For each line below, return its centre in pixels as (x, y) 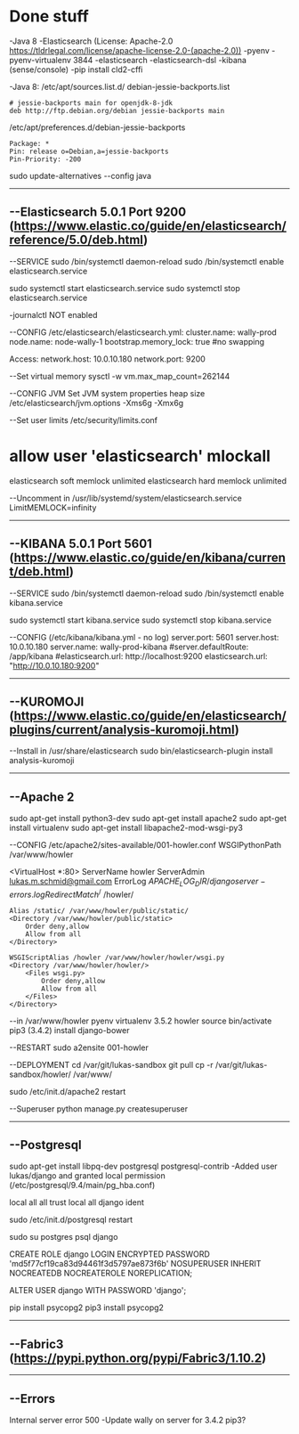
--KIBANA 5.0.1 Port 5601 (81, 544)
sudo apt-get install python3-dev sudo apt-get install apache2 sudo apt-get (148, 819)
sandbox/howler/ (40, 1074)
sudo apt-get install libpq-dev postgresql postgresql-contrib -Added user (143, 1166)
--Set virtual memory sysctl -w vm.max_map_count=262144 (120, 376)
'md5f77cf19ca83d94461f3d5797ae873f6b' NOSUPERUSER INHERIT (135, 1264)
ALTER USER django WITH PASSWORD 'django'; (98, 1291)
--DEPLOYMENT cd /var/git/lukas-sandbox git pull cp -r (111, 1064)
